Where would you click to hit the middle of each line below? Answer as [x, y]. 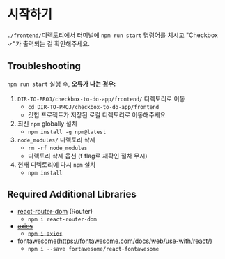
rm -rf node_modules [57, 148]
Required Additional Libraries [72, 194]
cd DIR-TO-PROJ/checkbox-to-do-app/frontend [93, 107]
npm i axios [45, 234]
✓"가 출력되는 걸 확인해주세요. [49, 43]
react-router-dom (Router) [55, 211]
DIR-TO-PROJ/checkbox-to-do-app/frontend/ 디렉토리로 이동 [101, 98]
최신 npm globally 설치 [47, 124]
